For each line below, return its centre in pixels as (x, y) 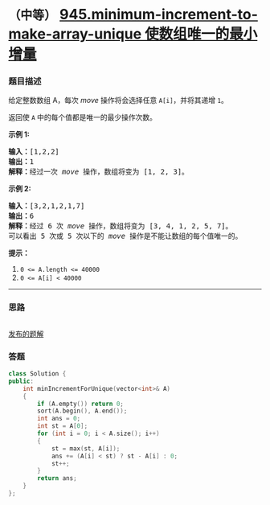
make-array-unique (75, 34)
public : (21, 381)
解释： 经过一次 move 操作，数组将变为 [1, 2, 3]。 (98, 172)
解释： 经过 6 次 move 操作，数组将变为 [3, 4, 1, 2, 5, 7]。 (121, 226)
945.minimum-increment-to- (159, 15)
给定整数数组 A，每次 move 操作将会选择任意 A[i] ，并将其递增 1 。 (119, 101)
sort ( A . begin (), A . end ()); (82, 411)
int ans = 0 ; (59, 419)
